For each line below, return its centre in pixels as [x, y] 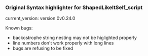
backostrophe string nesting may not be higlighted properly [75, 38]
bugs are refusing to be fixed [43, 48]
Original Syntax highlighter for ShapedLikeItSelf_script [74, 7]
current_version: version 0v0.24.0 [40, 18]
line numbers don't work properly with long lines [63, 43]
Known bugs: [19, 28]
